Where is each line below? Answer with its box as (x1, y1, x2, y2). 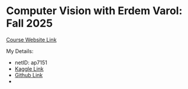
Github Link (14, 71, 43, 78)
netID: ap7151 (14, 59, 47, 66)
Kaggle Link (14, 65, 44, 72)
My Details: (6, 47, 34, 54)
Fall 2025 (6, 17, 53, 30)
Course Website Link (6, 36, 57, 43)
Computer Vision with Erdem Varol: (6, 4, 183, 18)
